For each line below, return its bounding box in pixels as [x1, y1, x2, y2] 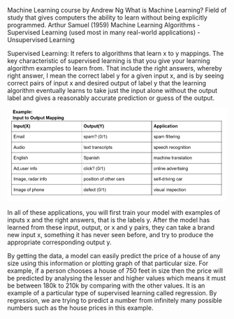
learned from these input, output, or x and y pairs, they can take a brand [7, 223, 215, 232]
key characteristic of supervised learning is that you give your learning [7, 57, 211, 65]
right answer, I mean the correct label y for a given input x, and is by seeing [7, 71, 224, 80]
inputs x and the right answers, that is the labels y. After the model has [7, 216, 210, 225]
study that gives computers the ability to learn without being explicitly [7, 13, 207, 22]
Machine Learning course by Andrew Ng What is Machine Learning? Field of [7, 6, 227, 14]
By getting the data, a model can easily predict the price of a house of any [7, 252, 221, 260]
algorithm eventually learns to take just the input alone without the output [7, 87, 218, 94]
